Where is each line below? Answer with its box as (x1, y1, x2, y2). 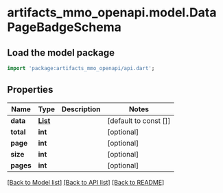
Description (61, 104, 101, 114)
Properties (7, 84, 54, 95)
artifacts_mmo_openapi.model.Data (7, 5, 217, 21)
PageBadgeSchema (7, 19, 121, 35)
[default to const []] (107, 115, 171, 125)
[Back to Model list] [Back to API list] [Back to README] (7, 178, 165, 186)
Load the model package (7, 47, 115, 58)
